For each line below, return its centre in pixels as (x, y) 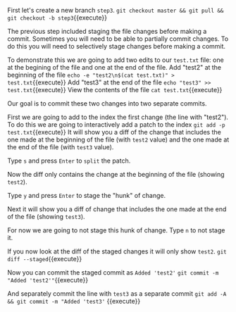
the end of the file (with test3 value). (61, 147)
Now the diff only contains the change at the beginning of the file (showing (116, 174)
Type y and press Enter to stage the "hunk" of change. (87, 195)
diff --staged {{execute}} (45, 259)
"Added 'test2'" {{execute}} (48, 280)
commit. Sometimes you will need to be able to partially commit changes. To (118, 39)
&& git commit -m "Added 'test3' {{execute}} (74, 301)
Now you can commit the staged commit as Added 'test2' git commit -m (113, 273)
